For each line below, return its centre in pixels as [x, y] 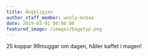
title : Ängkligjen [30, 12]
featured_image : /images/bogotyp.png [54, 29]
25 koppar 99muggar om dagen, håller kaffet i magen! [74, 46]
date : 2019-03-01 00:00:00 [41, 23]
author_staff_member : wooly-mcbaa [50, 18]
